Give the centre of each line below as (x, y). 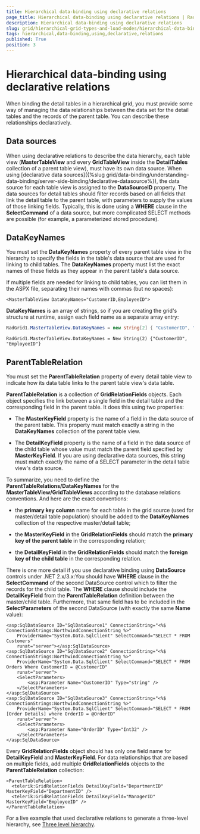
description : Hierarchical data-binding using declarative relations (94, 23)
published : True (26, 39)
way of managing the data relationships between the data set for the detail (97, 110)
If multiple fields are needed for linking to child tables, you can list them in (97, 282)
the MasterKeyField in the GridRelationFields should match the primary (104, 534)
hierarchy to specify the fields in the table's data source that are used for (96, 258)
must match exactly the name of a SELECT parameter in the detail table (102, 462)
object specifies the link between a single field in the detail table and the (95, 401)
